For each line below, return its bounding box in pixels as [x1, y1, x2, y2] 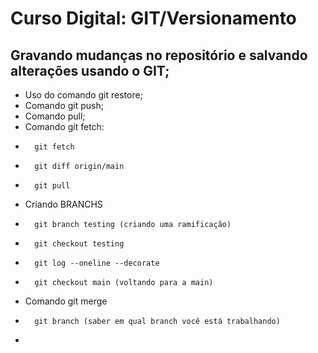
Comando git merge [24, 295, 108, 307]
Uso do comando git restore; [24, 89, 143, 101]
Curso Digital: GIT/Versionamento [10, 7, 297, 30]
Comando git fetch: [24, 121, 105, 132]
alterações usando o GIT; [10, 62, 170, 79]
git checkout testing [34, 239, 125, 249]
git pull [34, 181, 71, 191]
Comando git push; [24, 100, 104, 111]
